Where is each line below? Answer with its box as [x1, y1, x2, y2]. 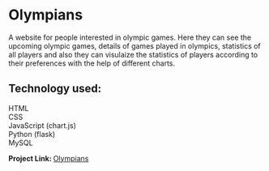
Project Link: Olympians [8, 153, 89, 163]
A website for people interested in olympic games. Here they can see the [8, 32, 252, 42]
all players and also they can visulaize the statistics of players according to [8, 49, 258, 59]
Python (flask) [8, 129, 56, 139]
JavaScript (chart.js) [8, 120, 77, 130]
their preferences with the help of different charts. [8, 58, 176, 68]
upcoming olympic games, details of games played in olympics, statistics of [8, 41, 261, 50]
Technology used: [8, 82, 102, 96]
